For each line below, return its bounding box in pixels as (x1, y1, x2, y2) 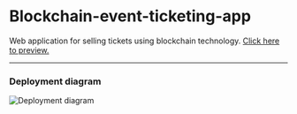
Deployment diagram (9, 75, 102, 87)
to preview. (9, 44, 49, 55)
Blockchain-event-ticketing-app (9, 6, 252, 27)
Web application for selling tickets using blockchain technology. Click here (9, 35, 280, 46)
